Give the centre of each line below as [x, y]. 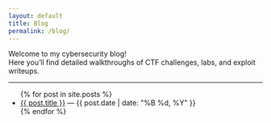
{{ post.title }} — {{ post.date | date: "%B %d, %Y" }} [108, 103]
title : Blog [28, 23]
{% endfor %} [43, 112]
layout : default [35, 16]
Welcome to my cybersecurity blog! [67, 54]
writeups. [24, 71]
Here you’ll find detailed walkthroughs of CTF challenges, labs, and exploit [132, 62]
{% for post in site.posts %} [66, 95]
